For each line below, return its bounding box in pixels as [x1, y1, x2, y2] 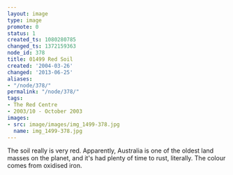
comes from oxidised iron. [7, 162, 82, 170]
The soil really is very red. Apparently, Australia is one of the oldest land [7, 146, 214, 155]
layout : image [7, 10, 49, 17]
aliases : [7, 75, 33, 83]
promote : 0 [7, 23, 39, 30]
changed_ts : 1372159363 [7, 43, 77, 50]
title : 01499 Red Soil [7, 56, 73, 63]
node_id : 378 [7, 50, 45, 57]
